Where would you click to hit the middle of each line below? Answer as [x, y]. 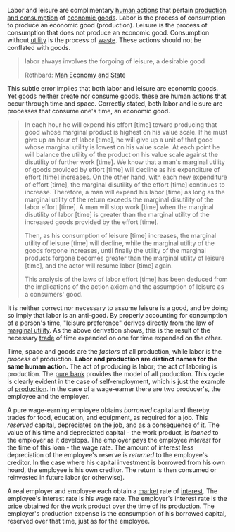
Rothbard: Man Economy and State [75, 75]
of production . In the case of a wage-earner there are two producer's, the [114, 389]
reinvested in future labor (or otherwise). [66, 477]
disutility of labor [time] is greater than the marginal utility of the [117, 215]
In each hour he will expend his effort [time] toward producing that [121, 125]
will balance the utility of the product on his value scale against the [121, 155]
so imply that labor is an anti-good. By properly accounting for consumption [117, 315]
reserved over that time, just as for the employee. [78, 521]
